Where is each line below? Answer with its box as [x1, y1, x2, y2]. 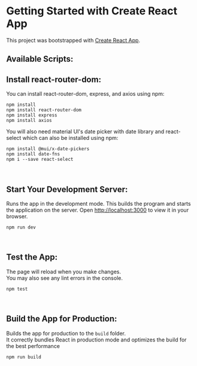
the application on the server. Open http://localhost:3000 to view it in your [6, 206, 189, 213]
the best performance [6, 342, 60, 349]
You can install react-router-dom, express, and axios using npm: [6, 90, 165, 97]
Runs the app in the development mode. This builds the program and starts [6, 200, 191, 207]
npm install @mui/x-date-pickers [6, 146, 90, 152]
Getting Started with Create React [6, 4, 178, 18]
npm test [6, 286, 28, 292]
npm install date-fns [6, 151, 60, 157]
